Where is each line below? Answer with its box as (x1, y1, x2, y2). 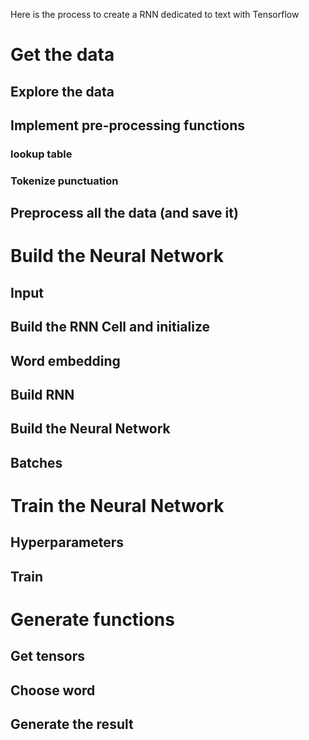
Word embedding (10, 352, 121, 369)
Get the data (10, 44, 115, 66)
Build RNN (10, 386, 75, 403)
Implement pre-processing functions (10, 117, 246, 134)
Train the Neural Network (10, 494, 225, 517)
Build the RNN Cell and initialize (10, 319, 211, 336)
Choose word (10, 682, 96, 699)
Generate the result (10, 716, 134, 733)
